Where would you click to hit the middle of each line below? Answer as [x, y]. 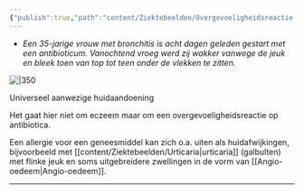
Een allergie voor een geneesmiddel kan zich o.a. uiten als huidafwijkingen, [149, 142]
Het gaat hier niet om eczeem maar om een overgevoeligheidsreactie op [144, 115]
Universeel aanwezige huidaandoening [82, 97]
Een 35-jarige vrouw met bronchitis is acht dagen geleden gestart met [154, 43]
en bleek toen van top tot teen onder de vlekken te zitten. [129, 62]
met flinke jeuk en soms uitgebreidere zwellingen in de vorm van [130, 161]
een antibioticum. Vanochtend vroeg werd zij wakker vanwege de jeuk [154, 53]
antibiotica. [30, 125]
